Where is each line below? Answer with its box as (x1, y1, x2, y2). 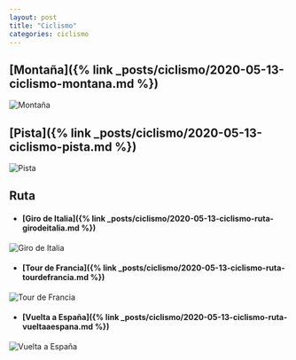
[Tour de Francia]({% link (21, 262, 117, 273)
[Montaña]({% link (9, 62, 113, 77)
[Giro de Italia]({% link (21, 213, 106, 223)
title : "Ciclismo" (9, 21, 77, 30)
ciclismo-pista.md (9, 139, 113, 154)
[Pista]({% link (9, 125, 91, 140)
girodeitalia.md (21, 223, 80, 233)
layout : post (9, 12, 58, 22)
